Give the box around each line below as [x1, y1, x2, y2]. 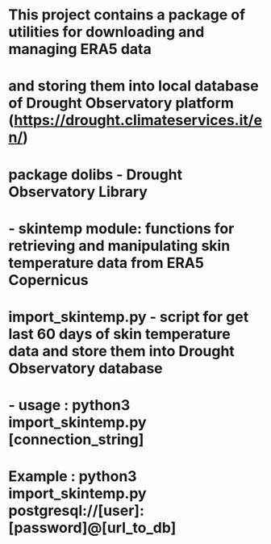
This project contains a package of [8, 6, 246, 24]
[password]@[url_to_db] [8, 519, 177, 538]
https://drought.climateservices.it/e [14, 111, 263, 130]
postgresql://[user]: [8, 502, 145, 520]
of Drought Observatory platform [8, 94, 234, 112]
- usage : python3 [8, 396, 131, 415]
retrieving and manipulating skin [8, 236, 231, 255]
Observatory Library [8, 182, 148, 201]
